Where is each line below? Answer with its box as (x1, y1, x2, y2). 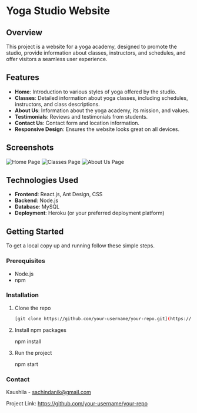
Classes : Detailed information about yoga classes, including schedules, (14, 94, 188, 101)
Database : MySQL (14, 203, 60, 210)
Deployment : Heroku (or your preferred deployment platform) (14, 210, 165, 217)
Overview (6, 28, 43, 38)
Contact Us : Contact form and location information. (14, 119, 140, 126)
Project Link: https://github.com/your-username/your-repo (6, 400, 148, 407)
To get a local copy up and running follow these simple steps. (6, 242, 155, 249)
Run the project (14, 349, 52, 356)
